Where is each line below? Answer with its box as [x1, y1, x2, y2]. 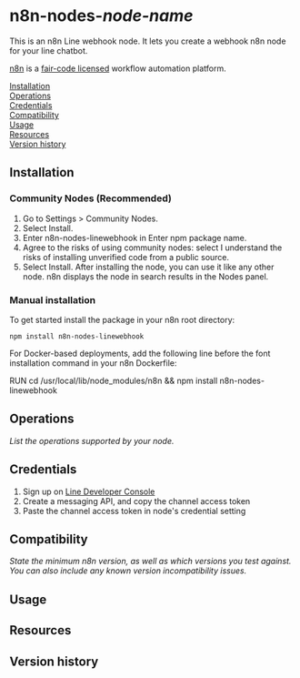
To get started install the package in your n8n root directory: [9, 314, 235, 325]
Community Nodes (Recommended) [9, 192, 173, 205]
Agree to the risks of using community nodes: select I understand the [22, 242, 283, 253]
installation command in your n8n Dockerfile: [9, 357, 177, 369]
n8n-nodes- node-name [9, 5, 194, 26]
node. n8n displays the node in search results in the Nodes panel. [22, 270, 269, 282]
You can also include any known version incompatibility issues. [9, 565, 247, 576]
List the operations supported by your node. [9, 435, 175, 446]
